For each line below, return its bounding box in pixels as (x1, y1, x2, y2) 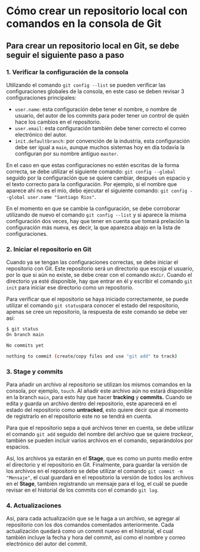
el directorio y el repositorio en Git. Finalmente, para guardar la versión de (6, 461, 188, 468)
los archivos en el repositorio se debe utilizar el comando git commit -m (6, 467, 183, 474)
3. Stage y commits (6, 367, 63, 375)
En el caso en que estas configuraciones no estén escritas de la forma (6, 161, 180, 168)
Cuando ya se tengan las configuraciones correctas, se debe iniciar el (6, 258, 179, 266)
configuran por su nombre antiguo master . (14, 150, 118, 157)
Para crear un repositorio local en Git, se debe (6, 41, 180, 51)
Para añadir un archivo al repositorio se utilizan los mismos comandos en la (6, 381, 192, 388)
